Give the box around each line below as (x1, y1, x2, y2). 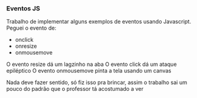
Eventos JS (6, 4, 41, 13)
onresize (15, 42, 38, 50)
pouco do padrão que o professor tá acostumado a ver (6, 85, 144, 93)
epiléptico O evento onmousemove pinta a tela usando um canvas (6, 67, 171, 74)
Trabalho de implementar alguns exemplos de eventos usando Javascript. (6, 18, 192, 25)
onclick (15, 36, 33, 44)
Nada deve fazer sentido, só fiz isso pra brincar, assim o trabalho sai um (6, 79, 187, 86)
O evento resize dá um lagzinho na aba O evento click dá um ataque (6, 60, 178, 68)
